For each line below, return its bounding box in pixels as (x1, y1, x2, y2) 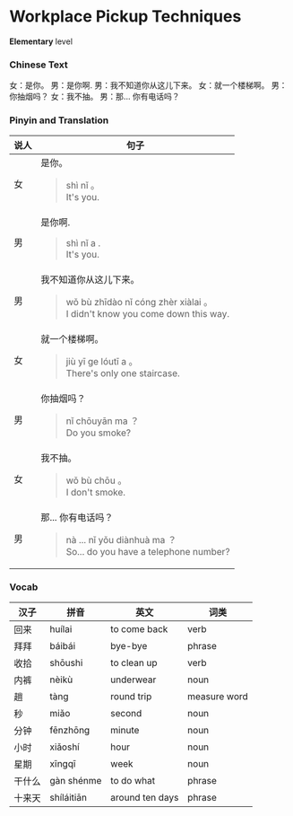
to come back (110, 622, 168, 635)
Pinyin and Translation (9, 114, 109, 127)
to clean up (110, 656, 159, 669)
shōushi (49, 656, 83, 669)
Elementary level (9, 36, 73, 47)
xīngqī (49, 757, 76, 769)
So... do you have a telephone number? (65, 545, 230, 557)
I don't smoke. (65, 486, 126, 498)
